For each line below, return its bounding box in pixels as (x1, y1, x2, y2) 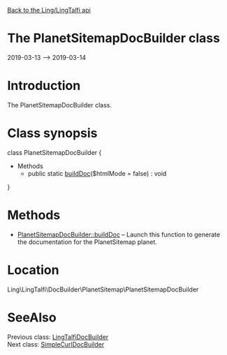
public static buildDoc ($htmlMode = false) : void (27, 169, 167, 177)
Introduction (7, 78, 81, 93)
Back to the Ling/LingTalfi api (7, 6, 91, 14)
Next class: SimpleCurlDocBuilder (7, 340, 105, 348)
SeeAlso (7, 310, 57, 325)
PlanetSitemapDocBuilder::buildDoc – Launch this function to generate (17, 230, 221, 239)
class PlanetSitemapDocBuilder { (7, 148, 102, 156)
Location (7, 262, 59, 278)
